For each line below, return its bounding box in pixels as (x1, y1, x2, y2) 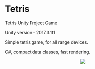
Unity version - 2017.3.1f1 (5, 29, 56, 35)
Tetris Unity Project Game (5, 20, 58, 26)
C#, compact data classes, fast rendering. (5, 49, 90, 55)
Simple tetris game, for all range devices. (5, 39, 89, 45)
